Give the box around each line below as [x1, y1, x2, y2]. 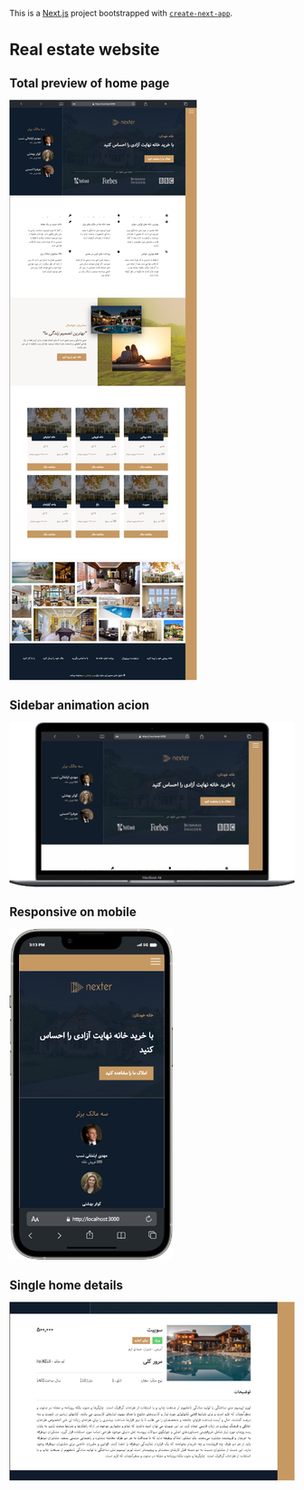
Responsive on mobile [9, 904, 138, 919]
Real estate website [9, 40, 160, 60]
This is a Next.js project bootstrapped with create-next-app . [9, 8, 233, 18]
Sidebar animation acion [9, 698, 150, 713]
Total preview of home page [9, 75, 170, 91]
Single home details [9, 1277, 124, 1292]
